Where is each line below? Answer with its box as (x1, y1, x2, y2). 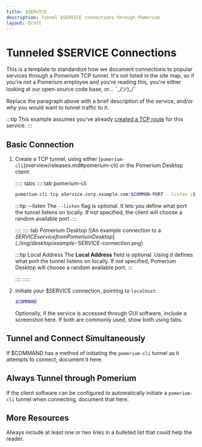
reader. (6, 435, 24, 442)
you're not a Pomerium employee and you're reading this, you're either (6, 79, 182, 86)
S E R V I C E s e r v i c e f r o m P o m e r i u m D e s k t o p (14, 233, 113, 240)
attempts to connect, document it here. (6, 356, 103, 363)
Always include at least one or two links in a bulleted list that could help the (6, 429, 192, 436)
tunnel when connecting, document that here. (16, 395, 129, 403)
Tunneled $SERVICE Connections (6, 46, 177, 59)
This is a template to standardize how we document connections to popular (6, 65, 193, 73)
